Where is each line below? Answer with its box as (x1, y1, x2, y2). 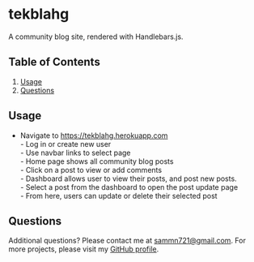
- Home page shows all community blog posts (19, 156, 174, 166)
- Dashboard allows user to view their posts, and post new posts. (19, 174, 237, 183)
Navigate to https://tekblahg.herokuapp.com (19, 131, 168, 140)
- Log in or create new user (19, 139, 112, 148)
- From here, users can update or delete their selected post (19, 191, 218, 200)
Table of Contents (8, 55, 101, 69)
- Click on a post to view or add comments (19, 165, 163, 174)
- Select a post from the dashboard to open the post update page (19, 182, 239, 191)
